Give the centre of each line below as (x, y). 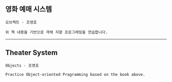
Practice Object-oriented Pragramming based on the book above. (75, 74)
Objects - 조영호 (22, 66)
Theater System (31, 53)
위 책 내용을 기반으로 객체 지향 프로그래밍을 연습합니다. (57, 32)
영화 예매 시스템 (29, 9)
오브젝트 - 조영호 (21, 22)
